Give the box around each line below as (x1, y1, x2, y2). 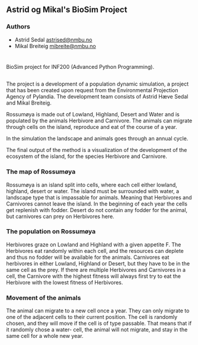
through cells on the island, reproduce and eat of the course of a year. (6, 124, 177, 131)
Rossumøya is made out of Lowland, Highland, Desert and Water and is (6, 111, 180, 118)
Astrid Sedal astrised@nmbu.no (14, 36, 92, 43)
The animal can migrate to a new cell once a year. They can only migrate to (6, 307, 190, 314)
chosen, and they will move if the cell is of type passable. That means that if (6, 320, 192, 327)
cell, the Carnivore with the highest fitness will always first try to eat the (6, 273, 181, 280)
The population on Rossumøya (6, 227, 96, 236)
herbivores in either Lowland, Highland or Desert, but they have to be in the (6, 259, 190, 267)
